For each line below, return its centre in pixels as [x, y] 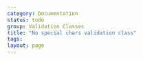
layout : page [26, 46]
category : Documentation [43, 13]
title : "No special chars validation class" [72, 33]
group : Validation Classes [46, 26]
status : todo [26, 20]
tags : [15, 39]
